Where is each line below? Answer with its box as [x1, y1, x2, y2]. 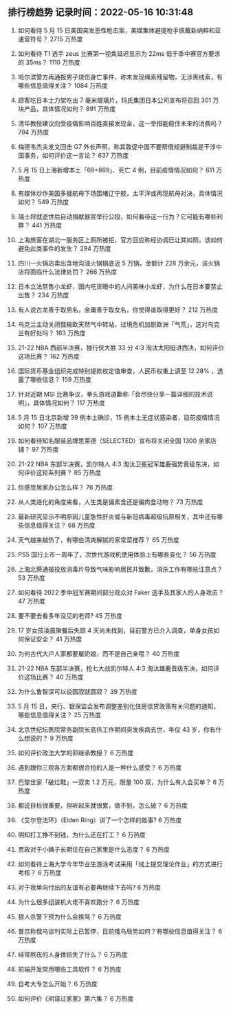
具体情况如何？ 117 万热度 [32, 399, 105, 407]
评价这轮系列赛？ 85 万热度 [23, 468, 102, 477]
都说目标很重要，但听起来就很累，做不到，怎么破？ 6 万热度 [17, 801, 188, 809]
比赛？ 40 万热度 [36, 672, 84, 681]
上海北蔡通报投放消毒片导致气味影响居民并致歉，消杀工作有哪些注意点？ [17, 565, 223, 573]
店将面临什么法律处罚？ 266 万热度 [17, 268, 118, 276]
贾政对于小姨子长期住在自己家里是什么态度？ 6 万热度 [17, 845, 170, 853]
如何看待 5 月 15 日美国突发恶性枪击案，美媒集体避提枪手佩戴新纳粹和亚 [17, 26, 221, 34]
